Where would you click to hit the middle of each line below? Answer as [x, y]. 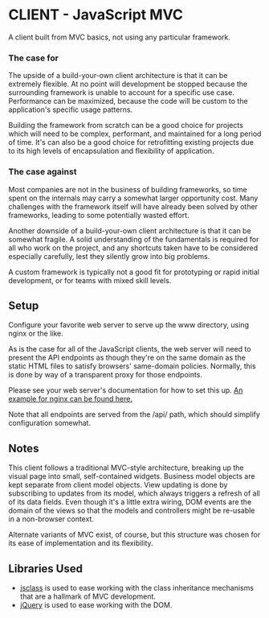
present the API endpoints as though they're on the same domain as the [127, 358]
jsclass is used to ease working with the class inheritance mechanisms [137, 587]
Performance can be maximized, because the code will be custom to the [128, 101]
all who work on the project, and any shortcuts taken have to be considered [133, 248]
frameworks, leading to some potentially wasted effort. [99, 215]
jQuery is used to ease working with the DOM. [96, 604]
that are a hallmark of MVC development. [88, 596]
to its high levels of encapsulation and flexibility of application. [111, 151]
